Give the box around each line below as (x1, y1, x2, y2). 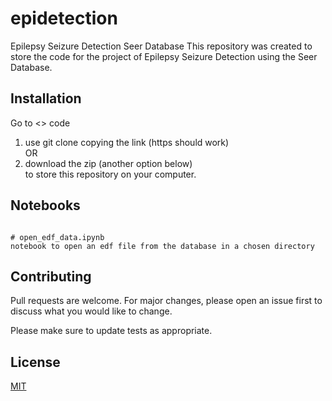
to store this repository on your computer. (24, 168, 197, 180)
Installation (10, 90, 82, 107)
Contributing (10, 268, 92, 285)
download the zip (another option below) (24, 157, 193, 169)
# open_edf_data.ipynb (10, 232, 105, 242)
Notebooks (10, 197, 81, 214)
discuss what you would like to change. (10, 305, 173, 317)
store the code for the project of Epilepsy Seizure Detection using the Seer (10, 50, 318, 62)
